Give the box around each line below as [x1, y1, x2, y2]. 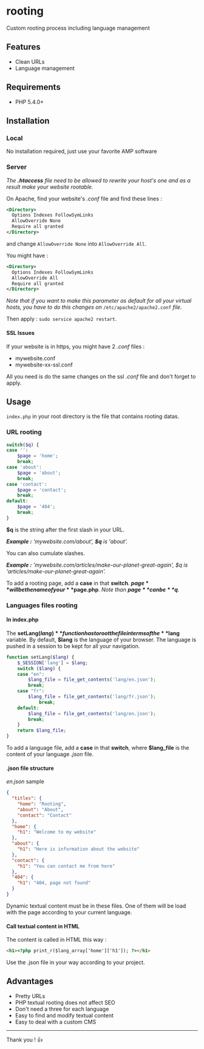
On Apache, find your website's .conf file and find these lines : [6, 195, 163, 202]
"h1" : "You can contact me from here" [17, 863, 115, 869]
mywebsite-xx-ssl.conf [15, 361, 73, 368]
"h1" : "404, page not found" [17, 880, 91, 886]
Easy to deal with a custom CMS [15, 1018, 97, 1025]
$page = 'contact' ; [17, 487, 67, 493]
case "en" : [17, 671, 45, 677]
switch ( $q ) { [6, 442, 39, 448]
